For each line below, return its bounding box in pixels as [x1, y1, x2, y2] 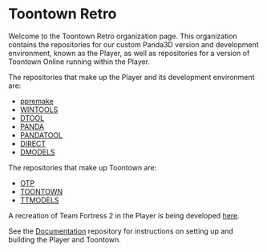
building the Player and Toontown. [8, 234, 122, 244]
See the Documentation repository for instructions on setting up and [8, 226, 234, 236]
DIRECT [19, 138, 47, 148]
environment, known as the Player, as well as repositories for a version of [8, 48, 250, 58]
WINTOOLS [19, 105, 59, 114]
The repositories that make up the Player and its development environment [8, 72, 255, 82]
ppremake [19, 96, 54, 106]
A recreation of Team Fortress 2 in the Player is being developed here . [8, 210, 241, 220]
